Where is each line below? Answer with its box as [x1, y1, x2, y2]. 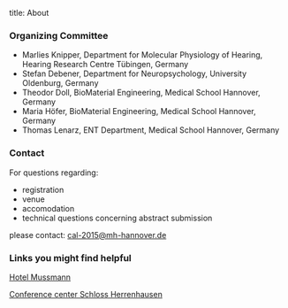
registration [21, 184, 64, 195]
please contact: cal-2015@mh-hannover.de [9, 229, 167, 240]
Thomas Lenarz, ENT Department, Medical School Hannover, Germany [21, 125, 280, 135]
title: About [9, 8, 49, 18]
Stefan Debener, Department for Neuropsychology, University [21, 68, 247, 79]
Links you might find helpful [9, 251, 133, 264]
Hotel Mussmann [9, 272, 72, 282]
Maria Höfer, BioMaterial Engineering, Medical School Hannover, [21, 106, 256, 117]
